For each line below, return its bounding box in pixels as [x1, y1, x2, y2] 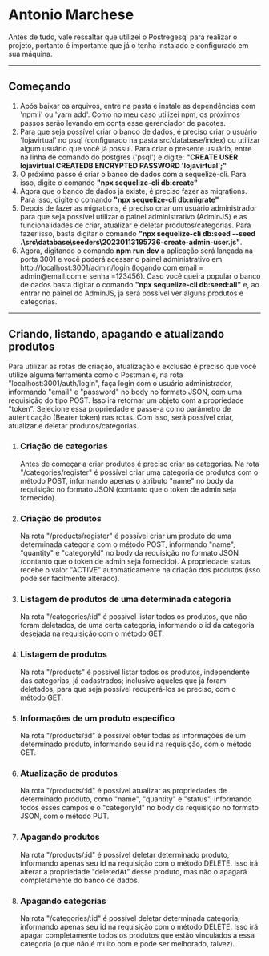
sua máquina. [8, 49, 53, 58]
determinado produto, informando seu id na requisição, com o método [19, 739, 252, 749]
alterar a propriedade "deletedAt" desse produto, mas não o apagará [19, 866, 247, 876]
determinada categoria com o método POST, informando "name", [19, 540, 236, 549]
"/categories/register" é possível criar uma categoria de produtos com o [19, 467, 259, 477]
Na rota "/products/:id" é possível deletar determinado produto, [19, 850, 230, 859]
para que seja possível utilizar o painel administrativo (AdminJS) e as [19, 211, 247, 221]
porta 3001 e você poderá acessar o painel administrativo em [19, 254, 223, 263]
